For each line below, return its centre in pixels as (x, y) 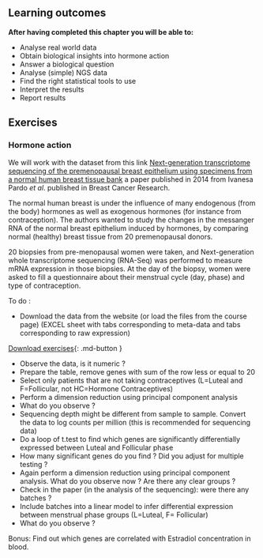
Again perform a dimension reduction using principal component (125, 473)
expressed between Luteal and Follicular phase (96, 447)
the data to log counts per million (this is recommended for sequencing (135, 422)
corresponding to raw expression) (75, 333)
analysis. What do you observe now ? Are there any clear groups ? (128, 481)
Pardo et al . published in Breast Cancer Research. (89, 187)
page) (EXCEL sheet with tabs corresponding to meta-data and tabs (130, 324)
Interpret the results (52, 89)
